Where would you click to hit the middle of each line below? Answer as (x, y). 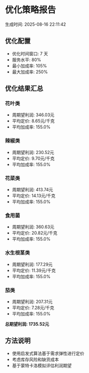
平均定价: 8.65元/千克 (33, 121)
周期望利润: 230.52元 (33, 152)
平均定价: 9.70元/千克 (33, 158)
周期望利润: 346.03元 (33, 115)
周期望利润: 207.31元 (32, 301)
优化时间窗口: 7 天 (30, 53)
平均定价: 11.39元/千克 (34, 270)
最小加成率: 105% (30, 65)
